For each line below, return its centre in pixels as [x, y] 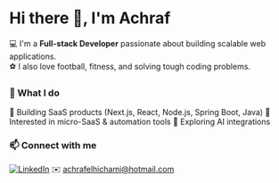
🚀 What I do [34, 93]
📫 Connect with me [53, 146]
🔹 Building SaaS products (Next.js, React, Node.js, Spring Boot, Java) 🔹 [140, 112]
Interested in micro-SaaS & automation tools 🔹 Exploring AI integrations [140, 122]
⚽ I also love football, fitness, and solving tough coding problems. [130, 66]
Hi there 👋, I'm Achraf [90, 18]
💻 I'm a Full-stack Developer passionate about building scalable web [138, 43]
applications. [33, 56]
